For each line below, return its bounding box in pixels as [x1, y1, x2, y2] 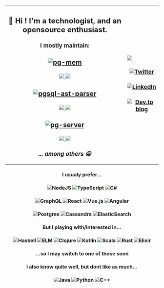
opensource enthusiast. [22, 24, 107, 34]
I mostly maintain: [40, 42, 90, 49]
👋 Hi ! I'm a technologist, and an [8, 16, 122, 25]
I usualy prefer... [61, 171, 102, 178]
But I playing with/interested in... [42, 224, 122, 231]
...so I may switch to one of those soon [35, 250, 129, 257]
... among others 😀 [38, 150, 92, 158]
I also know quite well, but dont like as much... [26, 263, 138, 270]
